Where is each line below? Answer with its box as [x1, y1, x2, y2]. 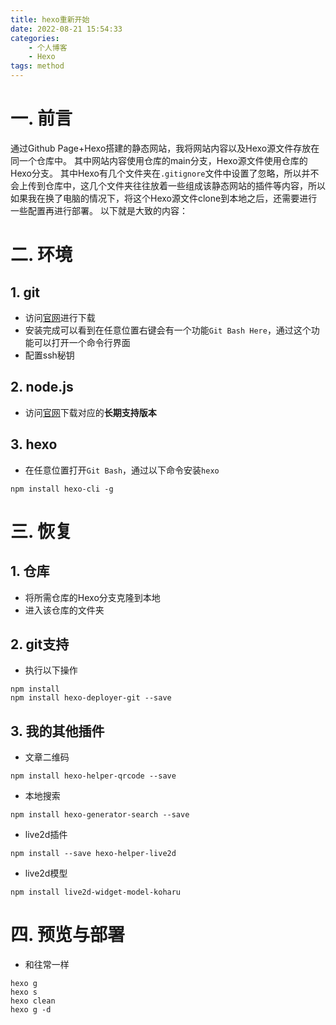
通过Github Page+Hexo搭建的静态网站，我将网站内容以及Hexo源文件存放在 [10, 142, 320, 154]
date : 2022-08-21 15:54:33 [10, 24, 123, 34]
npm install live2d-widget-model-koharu [10, 887, 182, 898]
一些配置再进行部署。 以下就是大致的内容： [10, 204, 188, 216]
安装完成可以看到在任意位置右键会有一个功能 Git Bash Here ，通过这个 [24, 324, 312, 336]
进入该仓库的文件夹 [24, 604, 105, 616]
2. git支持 [10, 636, 70, 653]
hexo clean [10, 996, 56, 1006]
